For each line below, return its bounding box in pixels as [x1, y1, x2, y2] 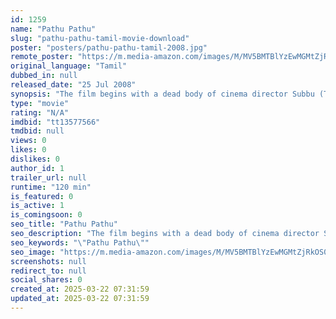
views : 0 [10, 136, 47, 146]
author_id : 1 [10, 163, 65, 173]
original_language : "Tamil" [10, 61, 128, 71]
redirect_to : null [10, 266, 87, 276]
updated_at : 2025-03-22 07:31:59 [10, 294, 150, 304]
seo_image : [10, 247, 56, 257]
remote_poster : [10, 52, 74, 62]
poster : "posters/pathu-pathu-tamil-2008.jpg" [10, 42, 208, 53]
